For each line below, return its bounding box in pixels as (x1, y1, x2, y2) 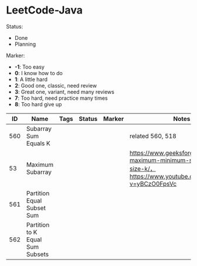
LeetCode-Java (6, 4, 83, 17)
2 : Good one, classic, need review (14, 82, 97, 89)
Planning (14, 41, 36, 48)
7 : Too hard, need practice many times (14, 95, 108, 102)
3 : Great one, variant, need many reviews (14, 88, 114, 95)
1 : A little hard (14, 76, 48, 83)
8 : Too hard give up (14, 100, 62, 107)
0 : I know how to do (14, 69, 63, 76)
